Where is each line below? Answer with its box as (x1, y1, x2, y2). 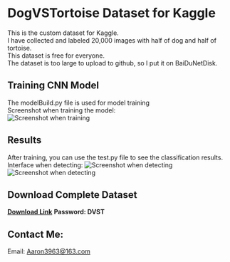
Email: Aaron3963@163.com (7, 247, 91, 256)
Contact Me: (7, 228, 64, 240)
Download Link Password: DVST (7, 208, 105, 216)
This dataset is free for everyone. (7, 51, 105, 60)
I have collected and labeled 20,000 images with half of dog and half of (7, 36, 217, 44)
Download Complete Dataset (7, 189, 137, 201)
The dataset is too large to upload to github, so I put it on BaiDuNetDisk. (7, 58, 218, 67)
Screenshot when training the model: (7, 105, 116, 115)
